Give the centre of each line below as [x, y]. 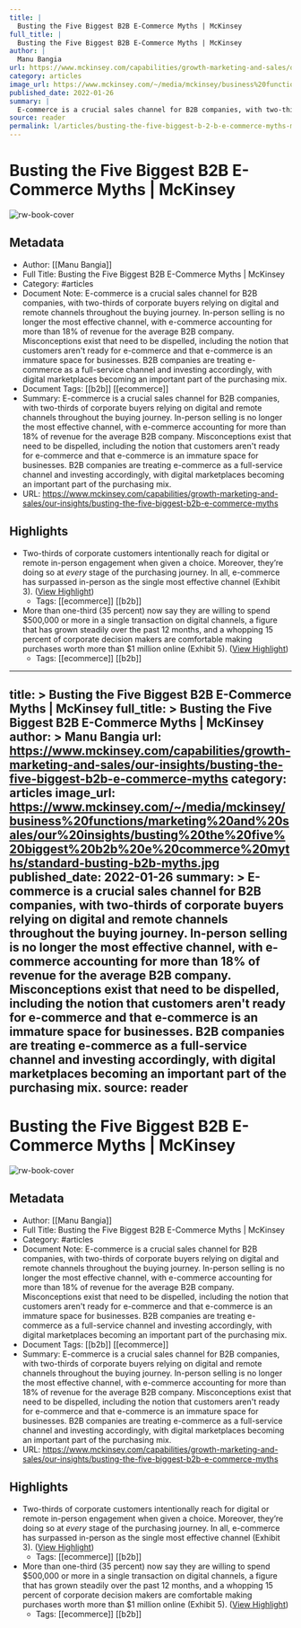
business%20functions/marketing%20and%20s [149, 821]
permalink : [30, 127]
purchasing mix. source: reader [99, 1088]
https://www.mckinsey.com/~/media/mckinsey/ [147, 806]
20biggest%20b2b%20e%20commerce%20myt [150, 849]
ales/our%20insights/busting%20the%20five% [147, 835]
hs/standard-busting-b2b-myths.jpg [115, 863]
